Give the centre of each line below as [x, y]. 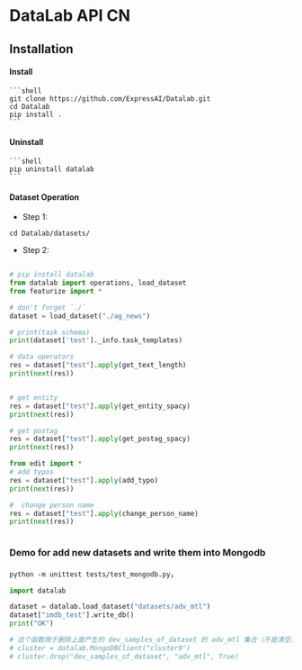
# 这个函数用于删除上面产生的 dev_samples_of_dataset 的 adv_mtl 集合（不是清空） [152, 640]
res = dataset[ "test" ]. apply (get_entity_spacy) [100, 406]
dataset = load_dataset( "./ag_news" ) [80, 316]
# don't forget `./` [48, 307]
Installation [41, 49]
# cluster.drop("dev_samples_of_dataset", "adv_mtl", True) [124, 656]
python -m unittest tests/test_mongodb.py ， [94, 574]
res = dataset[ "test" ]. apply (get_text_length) [98, 366]
